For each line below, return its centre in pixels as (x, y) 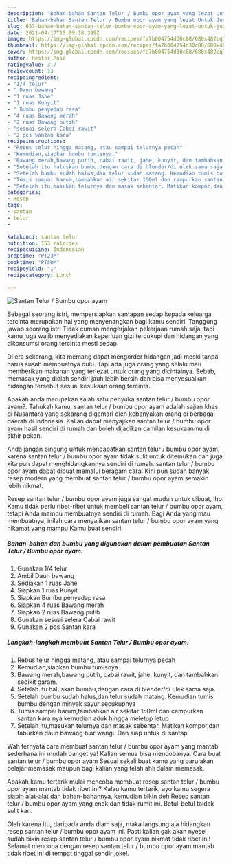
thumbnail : (23, 45)
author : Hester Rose (37, 58)
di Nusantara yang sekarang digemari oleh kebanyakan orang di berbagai (111, 414)
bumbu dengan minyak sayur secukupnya (76, 704)
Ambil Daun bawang (46, 575)
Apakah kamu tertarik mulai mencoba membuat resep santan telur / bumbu (113, 782)
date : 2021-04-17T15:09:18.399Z (53, 33)
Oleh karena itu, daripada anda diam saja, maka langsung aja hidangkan (109, 824)
